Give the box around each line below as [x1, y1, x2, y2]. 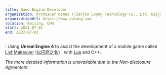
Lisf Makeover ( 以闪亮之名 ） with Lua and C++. [5, 50, 102, 55]
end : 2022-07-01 [5, 30, 39, 35]
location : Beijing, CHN [5, 21, 54, 26]
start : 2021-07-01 [5, 25, 43, 30]
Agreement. [5, 64, 29, 70]
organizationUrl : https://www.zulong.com [5, 16, 92, 21]
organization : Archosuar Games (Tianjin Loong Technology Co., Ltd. [5, 12, 149, 17]
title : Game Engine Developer [5, 7, 68, 12]
